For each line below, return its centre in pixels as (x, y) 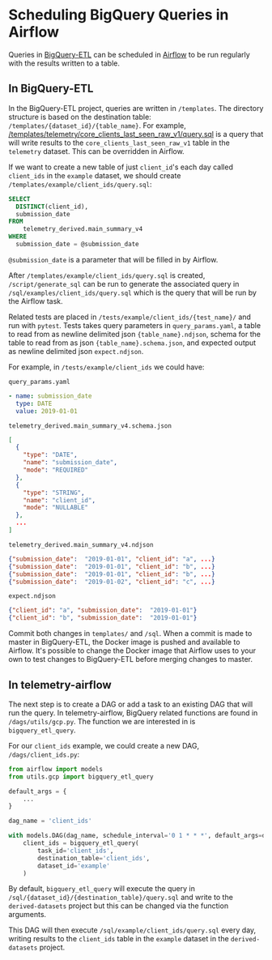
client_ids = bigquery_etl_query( (81, 843)
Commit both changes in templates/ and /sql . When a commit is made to (130, 634)
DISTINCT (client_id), (52, 207)
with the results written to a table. (64, 63)
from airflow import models (56, 769)
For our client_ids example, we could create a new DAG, (104, 745)
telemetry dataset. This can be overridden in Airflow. (96, 151)
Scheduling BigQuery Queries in (119, 15)
